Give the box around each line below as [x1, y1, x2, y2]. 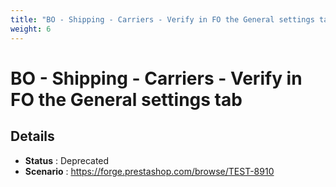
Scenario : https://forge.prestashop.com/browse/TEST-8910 [24, 165, 275, 177]
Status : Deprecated [24, 154, 110, 166]
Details [10, 128, 55, 145]
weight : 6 [10, 24, 52, 34]
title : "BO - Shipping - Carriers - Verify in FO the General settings [10, 14, 315, 25]
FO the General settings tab [10, 88, 243, 111]
